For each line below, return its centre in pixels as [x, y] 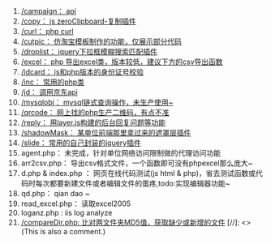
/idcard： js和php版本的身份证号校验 [82, 72]
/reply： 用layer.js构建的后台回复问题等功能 [93, 122]
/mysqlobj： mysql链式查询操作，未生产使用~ [97, 102]
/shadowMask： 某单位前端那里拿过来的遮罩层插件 [106, 133]
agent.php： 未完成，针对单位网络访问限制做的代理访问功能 [121, 153]
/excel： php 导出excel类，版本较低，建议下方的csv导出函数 [122, 62]
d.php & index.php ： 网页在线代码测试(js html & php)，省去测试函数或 [138, 173]
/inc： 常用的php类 [52, 82]
